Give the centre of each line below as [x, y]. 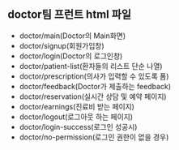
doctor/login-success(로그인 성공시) [78, 126]
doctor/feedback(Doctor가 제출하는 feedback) [95, 86]
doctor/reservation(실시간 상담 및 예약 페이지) [93, 96]
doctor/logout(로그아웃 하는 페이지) [76, 117]
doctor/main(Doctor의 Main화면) [72, 36]
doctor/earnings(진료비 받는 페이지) [77, 106]
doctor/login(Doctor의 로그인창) [71, 56]
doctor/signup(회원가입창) [62, 45]
